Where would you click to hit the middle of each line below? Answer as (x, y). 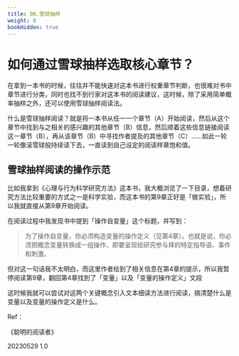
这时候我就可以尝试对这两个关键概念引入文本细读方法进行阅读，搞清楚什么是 (119, 293)
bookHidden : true (33, 27)
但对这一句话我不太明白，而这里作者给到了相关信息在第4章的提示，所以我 (116, 269)
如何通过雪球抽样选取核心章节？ (101, 64)
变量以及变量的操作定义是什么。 (54, 302)
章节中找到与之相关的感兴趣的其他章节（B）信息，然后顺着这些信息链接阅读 (118, 127)
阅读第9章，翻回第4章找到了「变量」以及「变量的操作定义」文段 (108, 278)
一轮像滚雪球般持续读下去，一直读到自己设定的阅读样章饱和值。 (101, 145)
